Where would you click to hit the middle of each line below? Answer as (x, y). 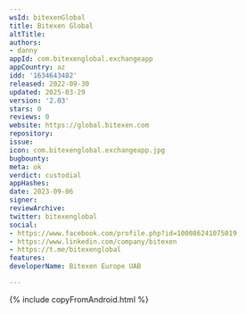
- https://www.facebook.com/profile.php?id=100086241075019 (123, 233)
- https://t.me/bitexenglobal (66, 250)
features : (28, 258)
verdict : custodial (45, 175)
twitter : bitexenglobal (53, 216)
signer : (24, 200)
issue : (21, 142)
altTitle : (28, 34)
